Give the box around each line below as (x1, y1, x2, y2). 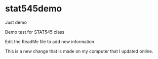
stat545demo (5, 3, 62, 14)
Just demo (5, 19, 27, 25)
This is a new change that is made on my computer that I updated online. (5, 48, 154, 54)
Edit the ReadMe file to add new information (5, 38, 95, 45)
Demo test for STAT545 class (5, 29, 65, 35)
